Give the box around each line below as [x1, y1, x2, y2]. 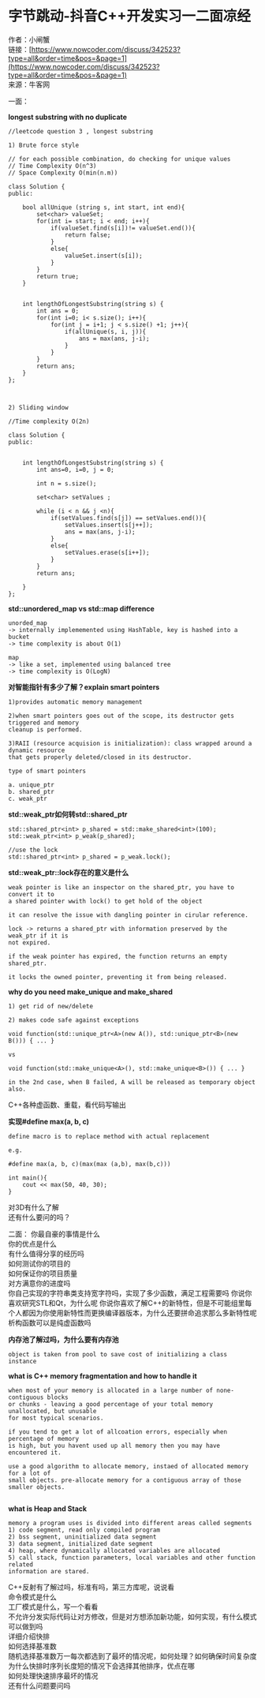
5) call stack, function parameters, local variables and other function [8, 1554, 256, 1561]
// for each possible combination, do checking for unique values [8, 155, 231, 163]
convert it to [8, 890, 55, 898]
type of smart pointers [8, 767, 87, 775]
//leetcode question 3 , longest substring [8, 127, 154, 135]
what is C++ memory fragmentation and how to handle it [8, 1371, 197, 1381]
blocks [47, 1393, 69, 1401]
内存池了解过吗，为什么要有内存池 [8, 1334, 119, 1344]
